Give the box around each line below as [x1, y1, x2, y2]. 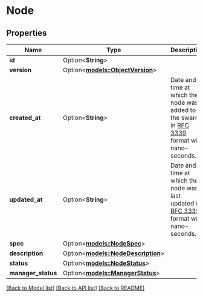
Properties [6, 28, 47, 38]
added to [170, 106, 196, 114]
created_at [9, 113, 41, 122]
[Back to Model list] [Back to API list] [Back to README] [6, 284, 145, 292]
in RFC [170, 121, 189, 129]
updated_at [9, 195, 43, 204]
